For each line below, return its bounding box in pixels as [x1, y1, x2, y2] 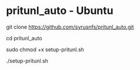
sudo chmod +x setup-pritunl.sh [6, 45, 84, 53]
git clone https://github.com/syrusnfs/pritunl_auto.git [6, 23, 134, 30]
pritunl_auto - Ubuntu [6, 4, 114, 17]
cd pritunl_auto [6, 34, 42, 41]
